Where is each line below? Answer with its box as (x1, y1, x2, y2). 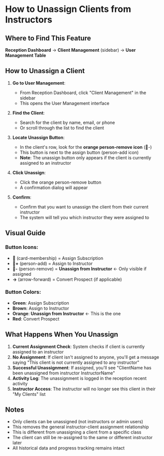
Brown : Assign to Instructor (12, 305, 69, 311)
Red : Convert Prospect (12, 316, 60, 322)
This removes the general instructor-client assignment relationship (12, 424, 149, 430)
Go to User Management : (12, 80, 66, 86)
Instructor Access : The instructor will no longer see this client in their (12, 386, 156, 392)
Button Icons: (5, 244, 38, 251)
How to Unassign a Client (5, 67, 85, 75)
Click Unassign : (12, 169, 46, 175)
